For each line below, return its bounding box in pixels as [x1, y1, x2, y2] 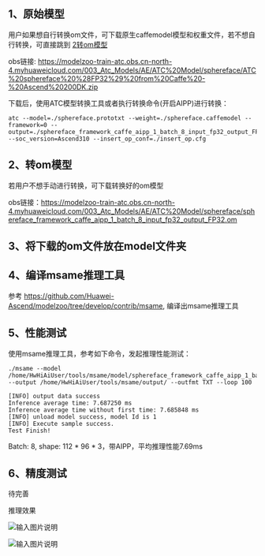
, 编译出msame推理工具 [162, 300, 239, 310]
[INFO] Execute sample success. [8, 420, 114, 427]
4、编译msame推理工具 [8, 269, 125, 282]
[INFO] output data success [8, 392, 101, 400]
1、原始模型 [8, 7, 65, 21]
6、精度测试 [8, 467, 67, 480]
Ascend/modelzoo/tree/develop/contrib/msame [8, 300, 163, 310]
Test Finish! [8, 427, 51, 435]
